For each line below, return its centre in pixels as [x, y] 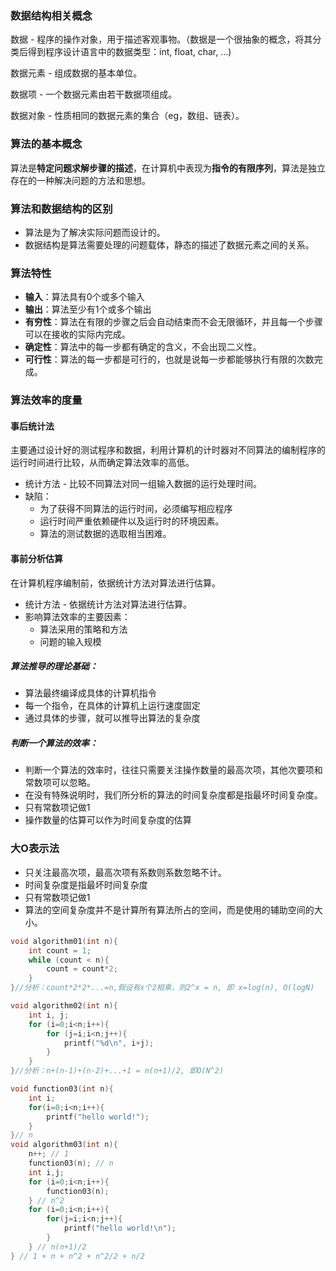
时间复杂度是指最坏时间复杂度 [86, 884]
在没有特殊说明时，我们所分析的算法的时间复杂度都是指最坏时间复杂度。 [173, 795]
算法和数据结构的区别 [61, 209]
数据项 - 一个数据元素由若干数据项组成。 [94, 94]
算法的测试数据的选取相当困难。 [105, 534]
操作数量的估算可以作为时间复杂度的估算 [108, 820]
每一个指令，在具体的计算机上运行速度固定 [112, 706]
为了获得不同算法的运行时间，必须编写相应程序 [136, 509]
